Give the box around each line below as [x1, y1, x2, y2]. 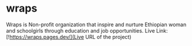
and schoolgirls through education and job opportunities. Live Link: [6, 27, 169, 34]
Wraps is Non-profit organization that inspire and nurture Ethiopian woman [6, 21, 187, 28]
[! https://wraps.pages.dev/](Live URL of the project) [6, 33, 132, 40]
